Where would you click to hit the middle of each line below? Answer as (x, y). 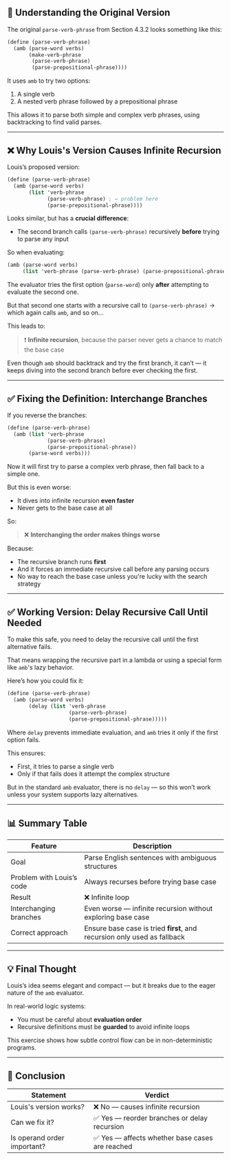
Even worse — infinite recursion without (148, 909)
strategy (29, 584)
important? (28, 1146)
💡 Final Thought (42, 969)
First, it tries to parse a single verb (66, 766)
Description (152, 846)
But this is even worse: (39, 488)
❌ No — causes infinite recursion (147, 1106)
